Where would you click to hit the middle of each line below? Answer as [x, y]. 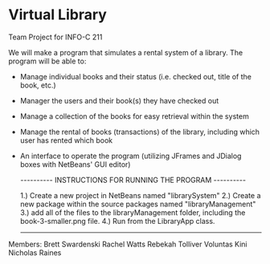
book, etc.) [38, 85]
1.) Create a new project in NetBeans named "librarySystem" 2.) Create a [140, 195]
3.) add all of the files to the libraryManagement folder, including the [133, 212]
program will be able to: [47, 61]
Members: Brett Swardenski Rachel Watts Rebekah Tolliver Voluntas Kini [128, 244]
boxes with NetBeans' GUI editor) [75, 164]
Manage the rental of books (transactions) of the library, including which [139, 132]
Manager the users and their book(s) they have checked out [119, 100]
